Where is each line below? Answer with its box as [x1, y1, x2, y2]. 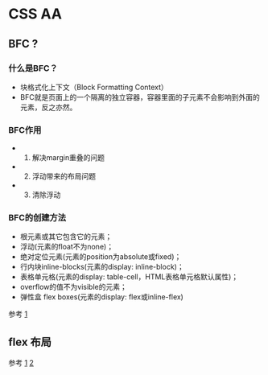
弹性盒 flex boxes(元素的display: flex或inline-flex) [19, 292, 183, 302]
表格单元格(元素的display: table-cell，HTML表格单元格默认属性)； [19, 272, 239, 282]
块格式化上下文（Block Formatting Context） [19, 82, 169, 92]
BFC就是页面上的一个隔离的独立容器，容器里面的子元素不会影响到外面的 [19, 92, 260, 101]
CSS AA [8, 5, 63, 23]
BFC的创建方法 [8, 212, 67, 224]
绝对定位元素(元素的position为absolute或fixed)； [19, 252, 182, 262]
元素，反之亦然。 [19, 102, 77, 112]
